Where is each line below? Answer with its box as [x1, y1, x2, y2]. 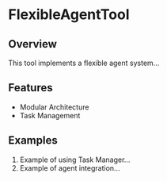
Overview [8, 37, 58, 51]
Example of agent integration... [19, 163, 120, 172]
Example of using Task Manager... [19, 155, 131, 164]
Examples [8, 133, 58, 148]
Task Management [19, 110, 81, 120]
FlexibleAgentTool [8, 6, 130, 24]
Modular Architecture [19, 102, 89, 112]
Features [8, 81, 53, 94]
